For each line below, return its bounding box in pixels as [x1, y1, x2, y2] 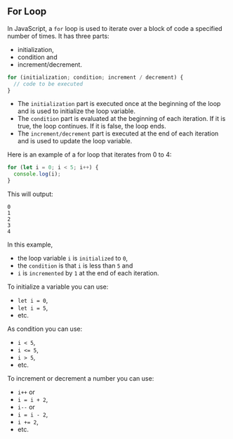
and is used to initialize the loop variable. [17, 107, 135, 115]
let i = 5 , [17, 303, 48, 312]
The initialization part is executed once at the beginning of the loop [17, 100, 221, 108]
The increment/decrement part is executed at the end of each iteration [17, 129, 219, 138]
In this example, [7, 240, 53, 249]
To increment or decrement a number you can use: [7, 374, 154, 383]
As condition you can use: [7, 325, 83, 333]
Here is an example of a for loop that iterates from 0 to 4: [7, 150, 172, 159]
